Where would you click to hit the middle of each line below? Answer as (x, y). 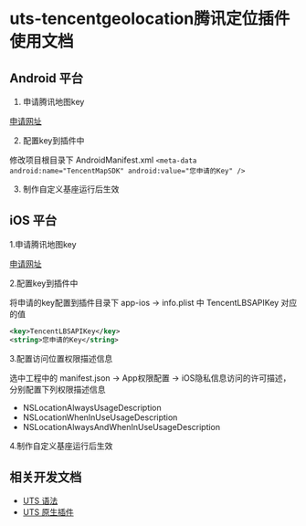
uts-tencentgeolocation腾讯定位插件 (150, 19)
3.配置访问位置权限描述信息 (61, 358)
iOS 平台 (33, 221)
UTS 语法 (40, 501)
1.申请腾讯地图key (43, 244)
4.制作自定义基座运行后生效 (61, 446)
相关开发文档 (46, 477)
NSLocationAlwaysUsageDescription (92, 407)
